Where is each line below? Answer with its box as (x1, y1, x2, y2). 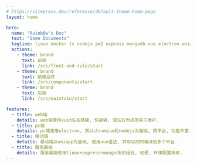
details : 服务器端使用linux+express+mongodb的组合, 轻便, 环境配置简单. (16, 150, 183, 156)
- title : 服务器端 (11, 144, 53, 150)
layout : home (6, 14, 38, 20)
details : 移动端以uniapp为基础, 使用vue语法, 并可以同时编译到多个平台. (16, 139, 178, 145)
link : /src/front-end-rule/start (21, 63, 104, 69)
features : (6, 106, 30, 112)
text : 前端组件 (21, 74, 56, 80)
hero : (6, 25, 19, 31)
